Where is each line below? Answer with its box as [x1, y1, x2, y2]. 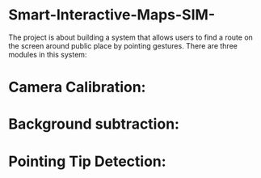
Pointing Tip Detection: [8, 152, 167, 171]
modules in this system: [8, 49, 87, 59]
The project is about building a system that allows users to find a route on [8, 32, 253, 42]
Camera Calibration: [8, 78, 146, 96]
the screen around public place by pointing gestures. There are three [8, 40, 238, 50]
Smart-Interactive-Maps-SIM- [8, 6, 216, 24]
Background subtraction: [8, 115, 180, 133]
